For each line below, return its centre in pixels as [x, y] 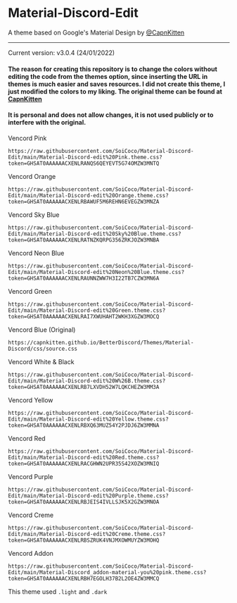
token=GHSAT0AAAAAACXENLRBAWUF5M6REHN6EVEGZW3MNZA [84, 201]
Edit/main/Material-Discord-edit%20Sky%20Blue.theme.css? [95, 234]
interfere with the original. [47, 123]
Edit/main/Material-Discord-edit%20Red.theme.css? [84, 457]
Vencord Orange [32, 176]
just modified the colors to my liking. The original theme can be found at [115, 91]
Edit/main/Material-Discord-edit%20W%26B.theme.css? [87, 381]
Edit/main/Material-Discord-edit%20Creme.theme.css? [87, 534]
